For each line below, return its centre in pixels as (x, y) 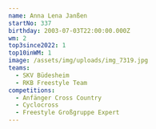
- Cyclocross (37, 105)
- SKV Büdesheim (42, 75)
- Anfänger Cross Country (59, 98)
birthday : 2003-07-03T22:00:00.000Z (69, 30)
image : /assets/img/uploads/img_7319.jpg (78, 61)
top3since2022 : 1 (37, 46)
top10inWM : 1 (30, 53)
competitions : (32, 90)
